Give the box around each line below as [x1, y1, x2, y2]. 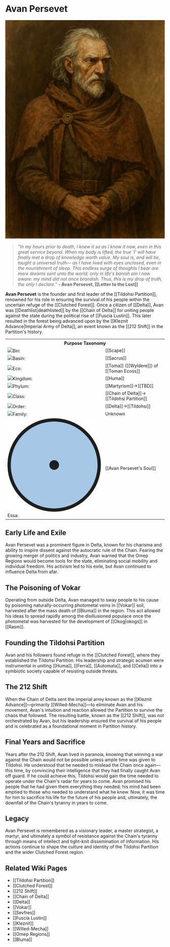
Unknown [105, 411, 125, 417]
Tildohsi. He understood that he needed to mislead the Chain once [5, 762, 144, 768]
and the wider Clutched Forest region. [5, 849, 84, 855]
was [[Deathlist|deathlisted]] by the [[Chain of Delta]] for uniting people [5, 307, 154, 313]
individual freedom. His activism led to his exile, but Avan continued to [5, 563, 152, 570]
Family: [12, 411, 28, 417]
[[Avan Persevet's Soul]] [105, 465, 156, 471]
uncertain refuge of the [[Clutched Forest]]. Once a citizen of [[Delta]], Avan [5, 302, 164, 308]
